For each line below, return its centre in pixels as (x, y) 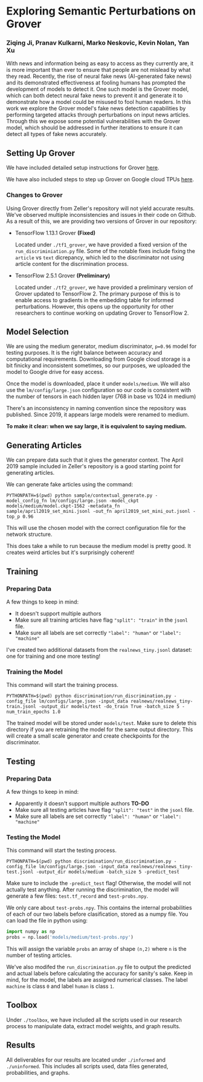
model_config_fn (27, 501)
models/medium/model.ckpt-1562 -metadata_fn (63, 506)
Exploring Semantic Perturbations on (101, 11)
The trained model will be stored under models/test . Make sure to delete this (101, 723)
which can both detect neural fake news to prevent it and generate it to (95, 95)
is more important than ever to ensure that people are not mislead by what (98, 70)
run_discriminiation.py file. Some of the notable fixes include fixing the (105, 251)
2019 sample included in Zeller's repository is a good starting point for (94, 466)
